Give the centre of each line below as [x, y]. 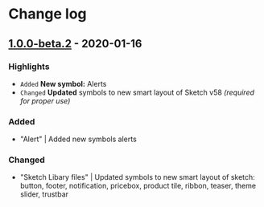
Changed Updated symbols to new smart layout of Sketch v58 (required [137, 92]
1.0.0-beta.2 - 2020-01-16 [75, 44]
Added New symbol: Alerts [63, 83]
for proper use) [45, 100]
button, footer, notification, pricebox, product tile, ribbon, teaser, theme [138, 186]
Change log [47, 14]
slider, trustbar [44, 194]
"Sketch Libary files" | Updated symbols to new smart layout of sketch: [137, 177]
